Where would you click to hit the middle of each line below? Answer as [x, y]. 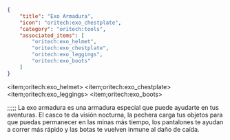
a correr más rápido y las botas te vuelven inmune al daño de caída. [103, 129]
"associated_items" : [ [52, 35]
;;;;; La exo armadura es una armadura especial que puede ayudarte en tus [113, 107]
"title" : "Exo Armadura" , [57, 16]
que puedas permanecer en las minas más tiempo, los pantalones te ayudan [115, 122]
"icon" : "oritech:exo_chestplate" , [71, 23]
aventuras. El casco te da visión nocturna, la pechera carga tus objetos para [115, 115]
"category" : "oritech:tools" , [63, 29]
